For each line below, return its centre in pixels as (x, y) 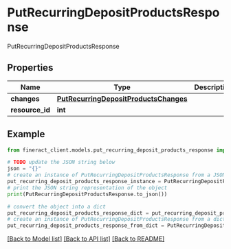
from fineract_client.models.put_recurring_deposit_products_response (110, 150)
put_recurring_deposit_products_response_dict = (78, 213)
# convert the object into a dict (57, 206)
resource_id (30, 110)
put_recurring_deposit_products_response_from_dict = (86, 226)
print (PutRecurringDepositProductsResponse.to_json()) (87, 194)
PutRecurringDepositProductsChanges (122, 99)
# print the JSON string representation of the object (87, 188)
